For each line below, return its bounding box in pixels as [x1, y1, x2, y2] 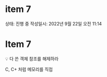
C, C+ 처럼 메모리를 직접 [5, 66, 53, 72]
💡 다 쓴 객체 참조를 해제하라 [5, 55, 59, 61]
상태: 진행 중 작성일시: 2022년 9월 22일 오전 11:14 [5, 20, 102, 26]
